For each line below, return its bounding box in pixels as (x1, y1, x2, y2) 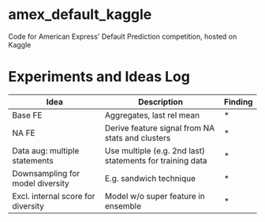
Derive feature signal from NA (104, 122, 215, 134)
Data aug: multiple (12, 145, 80, 156)
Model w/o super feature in (104, 190, 205, 201)
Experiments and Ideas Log (8, 68, 191, 86)
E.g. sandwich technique (104, 172, 196, 183)
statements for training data (104, 155, 207, 166)
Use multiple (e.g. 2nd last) (104, 145, 205, 156)
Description (137, 96, 184, 107)
